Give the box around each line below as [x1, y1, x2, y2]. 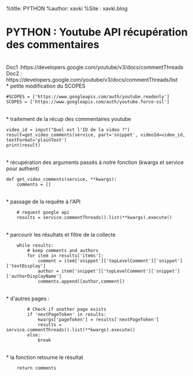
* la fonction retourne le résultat [6, 354, 84, 361]
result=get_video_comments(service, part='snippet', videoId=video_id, [6, 132, 185, 137]
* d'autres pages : [6, 295, 50, 302]
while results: [16, 242, 54, 249]
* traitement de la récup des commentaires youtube [6, 115, 131, 122]
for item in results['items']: [27, 253, 104, 258]
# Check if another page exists [27, 306, 107, 312]
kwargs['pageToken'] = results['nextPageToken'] [37, 317, 159, 323]
